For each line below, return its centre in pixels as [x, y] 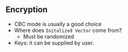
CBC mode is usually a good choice [58, 24]
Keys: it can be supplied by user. [54, 43]
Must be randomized [49, 36]
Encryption [27, 10]
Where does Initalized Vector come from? [68, 30]
